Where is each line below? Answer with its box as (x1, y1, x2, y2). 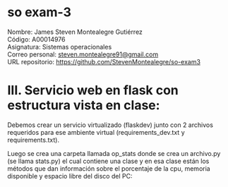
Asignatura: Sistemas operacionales (7, 42, 112, 51)
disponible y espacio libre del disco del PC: (7, 171, 133, 180)
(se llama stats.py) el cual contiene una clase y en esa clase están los (7, 157, 210, 165)
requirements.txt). (7, 135, 60, 144)
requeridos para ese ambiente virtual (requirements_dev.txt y (7, 128, 185, 136)
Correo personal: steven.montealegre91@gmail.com (7, 50, 159, 59)
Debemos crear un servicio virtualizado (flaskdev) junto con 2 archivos (7, 121, 214, 129)
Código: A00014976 (7, 35, 66, 43)
